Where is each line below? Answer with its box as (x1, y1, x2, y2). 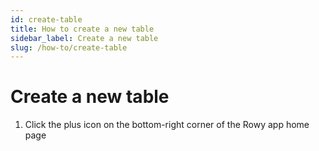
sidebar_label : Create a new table (10, 33, 159, 43)
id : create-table (10, 14, 83, 25)
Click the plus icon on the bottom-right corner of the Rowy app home (24, 119, 310, 131)
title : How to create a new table (10, 24, 155, 34)
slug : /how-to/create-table (10, 42, 128, 53)
